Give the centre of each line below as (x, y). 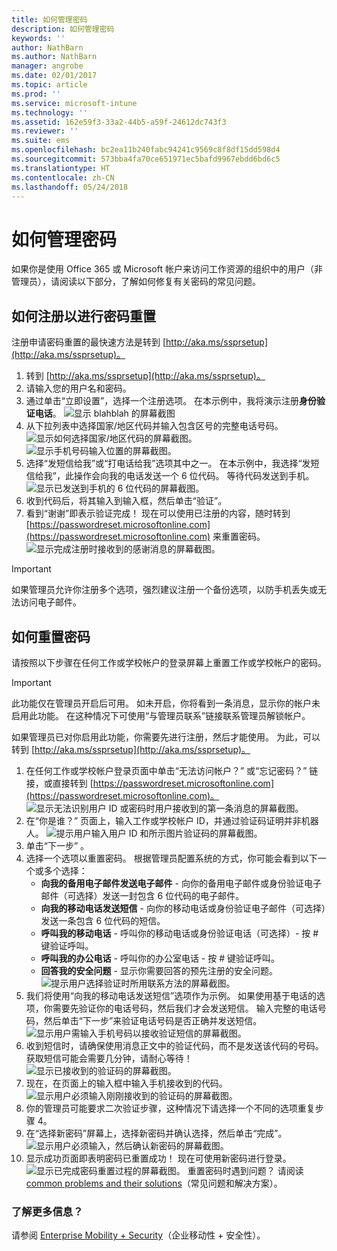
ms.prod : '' (36, 94)
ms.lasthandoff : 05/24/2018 (70, 187)
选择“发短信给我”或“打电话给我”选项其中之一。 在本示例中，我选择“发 (168, 463)
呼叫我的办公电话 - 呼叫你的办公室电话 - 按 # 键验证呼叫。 (160, 958)
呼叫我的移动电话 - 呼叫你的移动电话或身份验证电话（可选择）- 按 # (179, 933)
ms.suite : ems (41, 141)
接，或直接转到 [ (59, 783)
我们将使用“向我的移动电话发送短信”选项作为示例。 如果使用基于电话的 (171, 995)
